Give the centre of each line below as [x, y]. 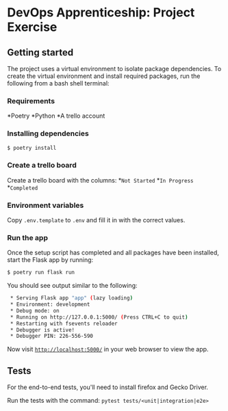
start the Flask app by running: [50, 260]
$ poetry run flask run [41, 273]
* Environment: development [50, 305]
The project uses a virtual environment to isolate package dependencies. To [114, 69]
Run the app [27, 237]
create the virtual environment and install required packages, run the [104, 76]
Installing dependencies [48, 133]
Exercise [32, 27]
